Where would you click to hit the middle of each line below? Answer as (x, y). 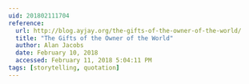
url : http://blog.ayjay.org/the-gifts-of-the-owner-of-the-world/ (129, 30)
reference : (26, 23)
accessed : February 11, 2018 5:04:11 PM (84, 61)
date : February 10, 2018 (57, 53)
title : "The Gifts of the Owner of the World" (94, 38)
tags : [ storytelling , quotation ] (64, 68)
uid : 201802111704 (39, 16)
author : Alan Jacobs (50, 46)
